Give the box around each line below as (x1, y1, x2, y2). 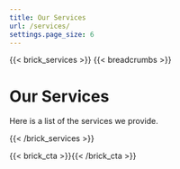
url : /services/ (9, 22, 70, 31)
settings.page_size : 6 (9, 30, 94, 39)
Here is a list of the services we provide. (9, 116, 159, 127)
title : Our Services (9, 13, 87, 22)
